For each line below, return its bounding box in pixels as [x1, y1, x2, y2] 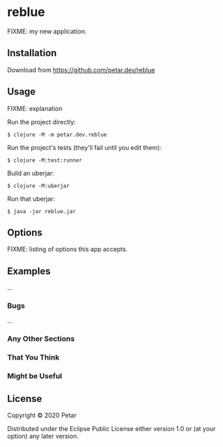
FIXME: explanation [7, 104, 63, 112]
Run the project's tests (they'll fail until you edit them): [7, 143, 162, 151]
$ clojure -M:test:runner [7, 157, 82, 164]
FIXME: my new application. [7, 27, 87, 35]
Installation [7, 47, 57, 59]
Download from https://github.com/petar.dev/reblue [7, 65, 155, 74]
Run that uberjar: [7, 194, 56, 203]
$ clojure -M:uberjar [7, 182, 70, 189]
